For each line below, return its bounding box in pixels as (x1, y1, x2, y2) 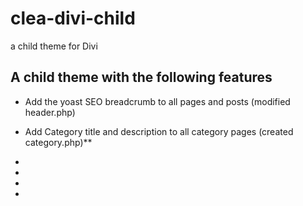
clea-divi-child (10, 7, 136, 30)
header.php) (24, 106, 76, 118)
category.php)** (24, 136, 93, 148)
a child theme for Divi (10, 40, 98, 52)
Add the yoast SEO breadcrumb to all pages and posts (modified (24, 95, 291, 107)
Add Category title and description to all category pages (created (24, 125, 294, 137)
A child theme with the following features (10, 69, 273, 86)
